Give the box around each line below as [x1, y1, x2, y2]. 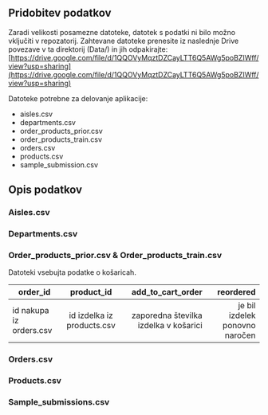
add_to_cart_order [131, 287, 203, 298]
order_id [18, 287, 51, 298]
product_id [69, 287, 112, 298]
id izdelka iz [69, 310, 113, 321]
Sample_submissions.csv [8, 397, 110, 408]
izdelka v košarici [137, 320, 203, 331]
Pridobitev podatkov [8, 6, 112, 20]
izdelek [228, 310, 256, 321]
